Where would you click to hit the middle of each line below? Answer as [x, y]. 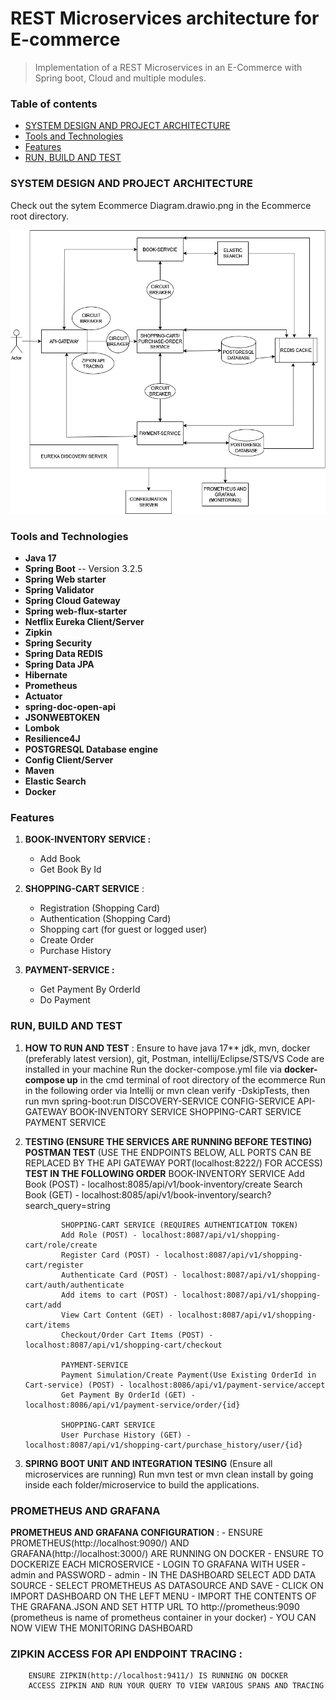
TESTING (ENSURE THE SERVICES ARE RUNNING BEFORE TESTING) [168, 1141]
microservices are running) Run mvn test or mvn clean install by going [169, 1474]
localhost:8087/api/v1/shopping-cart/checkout [123, 1345]
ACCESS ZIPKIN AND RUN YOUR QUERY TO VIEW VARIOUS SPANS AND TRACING [176, 1686]
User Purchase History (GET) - [126, 1435]
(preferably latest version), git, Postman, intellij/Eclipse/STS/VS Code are [174, 1058]
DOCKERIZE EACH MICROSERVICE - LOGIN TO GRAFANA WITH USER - [158, 1564]
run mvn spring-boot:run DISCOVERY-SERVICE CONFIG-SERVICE [160, 1101]
